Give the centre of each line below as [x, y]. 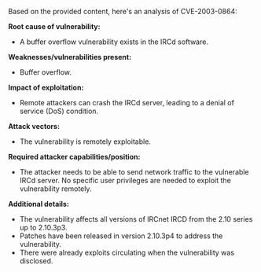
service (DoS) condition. [59, 111]
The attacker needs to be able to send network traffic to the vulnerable [134, 172]
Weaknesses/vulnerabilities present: [70, 57]
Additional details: [39, 204]
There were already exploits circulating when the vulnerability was [127, 252]
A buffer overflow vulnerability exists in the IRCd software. [114, 42]
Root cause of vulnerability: [54, 26]
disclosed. [36, 261]
